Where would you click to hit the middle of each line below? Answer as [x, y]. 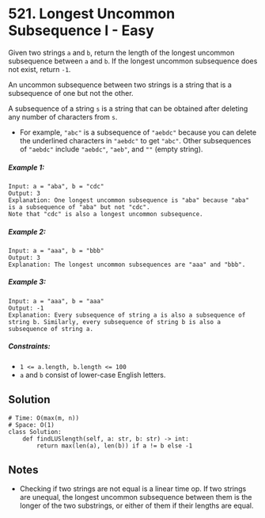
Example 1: [26, 167]
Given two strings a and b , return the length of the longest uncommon [121, 52]
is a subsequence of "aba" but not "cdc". [79, 207]
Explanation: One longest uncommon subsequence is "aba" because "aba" [129, 200]
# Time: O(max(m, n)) [44, 418]
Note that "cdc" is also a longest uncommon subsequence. [106, 214]
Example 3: [27, 282]
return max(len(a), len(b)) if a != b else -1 [115, 446]
